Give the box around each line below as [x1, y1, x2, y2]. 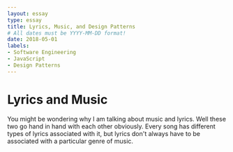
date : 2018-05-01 [7, 36, 58, 43]
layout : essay [7, 10, 49, 17]
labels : [7, 42, 30, 49]
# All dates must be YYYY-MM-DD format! [7, 29, 127, 37]
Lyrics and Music [7, 92, 108, 108]
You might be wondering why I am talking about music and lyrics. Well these [7, 115, 227, 123]
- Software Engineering [7, 49, 77, 56]
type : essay [7, 17, 42, 24]
